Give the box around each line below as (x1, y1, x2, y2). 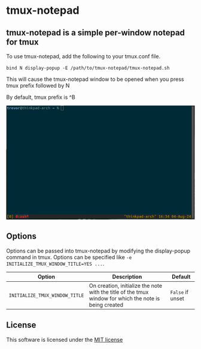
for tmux (6, 37, 39, 47)
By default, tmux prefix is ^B (6, 94, 76, 101)
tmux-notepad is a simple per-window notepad (6, 28, 185, 38)
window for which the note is (89, 294, 160, 302)
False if (170, 288, 188, 296)
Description (112, 273, 142, 281)
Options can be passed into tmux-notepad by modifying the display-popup (6, 247, 190, 254)
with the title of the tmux (89, 288, 149, 296)
